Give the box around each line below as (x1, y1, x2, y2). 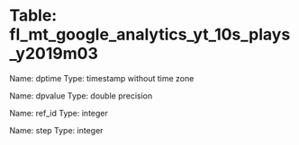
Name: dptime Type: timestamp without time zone (9, 72, 195, 83)
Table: (9, 5, 58, 26)
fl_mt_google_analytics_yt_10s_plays (9, 24, 291, 45)
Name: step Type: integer (9, 124, 104, 135)
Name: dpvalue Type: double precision (9, 90, 153, 101)
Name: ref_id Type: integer (9, 107, 108, 118)
